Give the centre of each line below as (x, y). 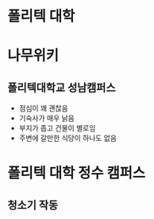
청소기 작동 (33, 205)
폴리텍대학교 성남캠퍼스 (62, 87)
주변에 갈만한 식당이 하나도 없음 (67, 138)
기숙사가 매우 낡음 (46, 118)
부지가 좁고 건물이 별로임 (57, 128)
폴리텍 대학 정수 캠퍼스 (77, 173)
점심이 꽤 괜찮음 (43, 108)
